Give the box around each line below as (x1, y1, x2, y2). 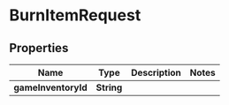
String (95, 81, 123, 94)
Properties (9, 41, 69, 56)
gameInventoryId (13, 81, 88, 94)
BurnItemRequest (9, 5, 141, 26)
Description (131, 67, 181, 79)
